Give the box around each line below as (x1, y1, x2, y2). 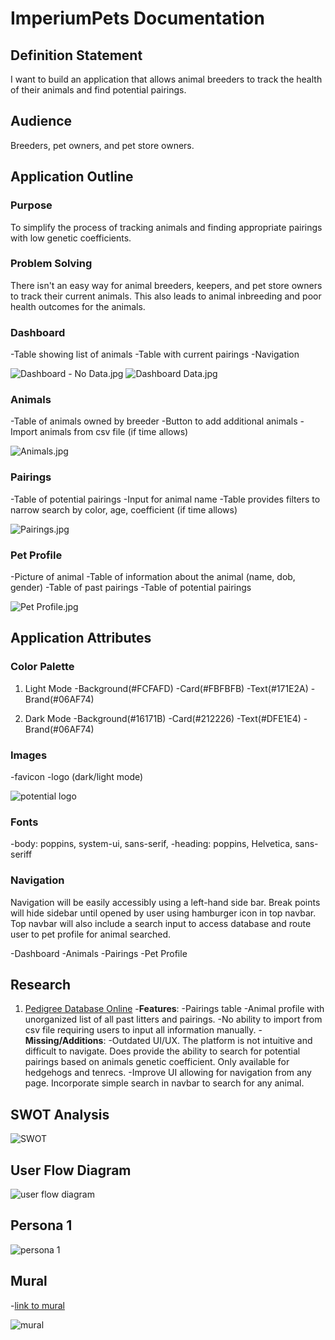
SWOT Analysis (10, 1106, 110, 1123)
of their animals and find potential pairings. (10, 84, 187, 96)
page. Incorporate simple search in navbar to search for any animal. (24, 1077, 305, 1089)
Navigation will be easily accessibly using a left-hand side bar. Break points (10, 896, 321, 908)
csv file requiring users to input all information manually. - (24, 1024, 263, 1036)
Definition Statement (10, 47, 143, 64)
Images (10, 748, 48, 762)
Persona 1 (10, 1217, 73, 1234)
